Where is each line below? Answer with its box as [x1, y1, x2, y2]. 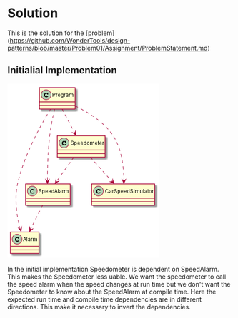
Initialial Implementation [7, 64, 118, 76]
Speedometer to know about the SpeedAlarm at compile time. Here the [7, 287, 217, 296]
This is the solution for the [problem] [7, 29, 115, 37]
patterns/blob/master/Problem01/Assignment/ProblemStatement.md [7, 43, 208, 52]
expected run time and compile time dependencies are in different [7, 294, 202, 304]
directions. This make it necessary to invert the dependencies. [7, 302, 191, 311]
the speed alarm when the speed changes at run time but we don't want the [7, 279, 231, 288]
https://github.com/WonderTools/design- [9, 36, 131, 44]
